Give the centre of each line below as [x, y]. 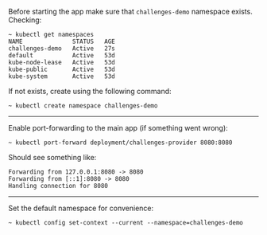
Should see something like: [52, 157]
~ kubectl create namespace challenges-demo [83, 106]
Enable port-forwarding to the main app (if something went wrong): [118, 128]
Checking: [25, 20]
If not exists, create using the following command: [90, 91]
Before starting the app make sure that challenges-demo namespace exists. [130, 12]
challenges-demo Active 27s [62, 49]
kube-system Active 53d [62, 76]
